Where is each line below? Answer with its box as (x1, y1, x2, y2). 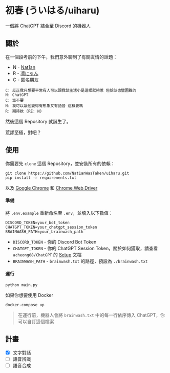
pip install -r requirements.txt (5, 175, 77, 180)
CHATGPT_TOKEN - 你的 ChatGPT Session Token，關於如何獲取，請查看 (12, 245, 158, 251)
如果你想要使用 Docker (5, 292, 54, 298)
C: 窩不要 (5, 98, 24, 103)
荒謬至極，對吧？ (5, 129, 41, 135)
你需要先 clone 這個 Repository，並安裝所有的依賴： (5, 160, 115, 166)
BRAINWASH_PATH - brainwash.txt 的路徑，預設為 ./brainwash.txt (12, 258, 148, 264)
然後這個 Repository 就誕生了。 (5, 118, 71, 124)
